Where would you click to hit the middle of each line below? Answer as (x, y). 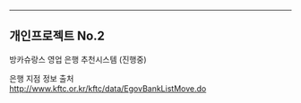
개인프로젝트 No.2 (57, 36)
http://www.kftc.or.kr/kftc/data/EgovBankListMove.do (108, 88)
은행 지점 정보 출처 (42, 78)
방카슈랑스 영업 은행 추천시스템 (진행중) (78, 59)
